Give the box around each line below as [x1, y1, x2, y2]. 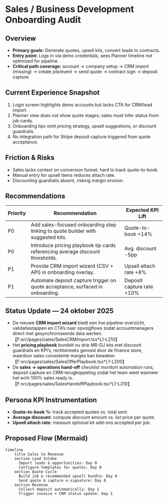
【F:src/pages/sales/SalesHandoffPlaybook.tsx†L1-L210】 [12, 381, 132, 387]
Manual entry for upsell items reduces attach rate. [12, 172, 115, 178]
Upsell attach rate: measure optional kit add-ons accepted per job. [12, 419, 151, 426]
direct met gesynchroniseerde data [12, 330, 85, 336]
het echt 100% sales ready [12, 375, 67, 381]
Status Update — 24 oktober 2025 [5, 306, 114, 315]
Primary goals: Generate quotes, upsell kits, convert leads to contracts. [12, 48, 160, 53]
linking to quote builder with [30, 228, 96, 235]
